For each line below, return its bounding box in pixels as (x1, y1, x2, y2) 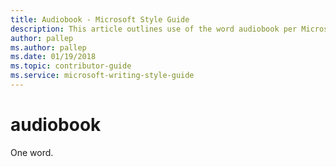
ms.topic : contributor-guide (10, 61, 132, 71)
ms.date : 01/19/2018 (10, 52, 97, 62)
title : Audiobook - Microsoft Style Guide (10, 14, 190, 25)
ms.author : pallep (10, 42, 87, 53)
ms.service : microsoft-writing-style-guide (10, 71, 195, 81)
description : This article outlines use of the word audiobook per (10, 24, 298, 34)
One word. (10, 146, 54, 158)
